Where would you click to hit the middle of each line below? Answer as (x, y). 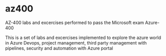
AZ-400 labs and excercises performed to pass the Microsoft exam (75, 22)
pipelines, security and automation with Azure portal (59, 48)
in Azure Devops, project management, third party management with (76, 42)
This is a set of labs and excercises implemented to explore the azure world (83, 37)
